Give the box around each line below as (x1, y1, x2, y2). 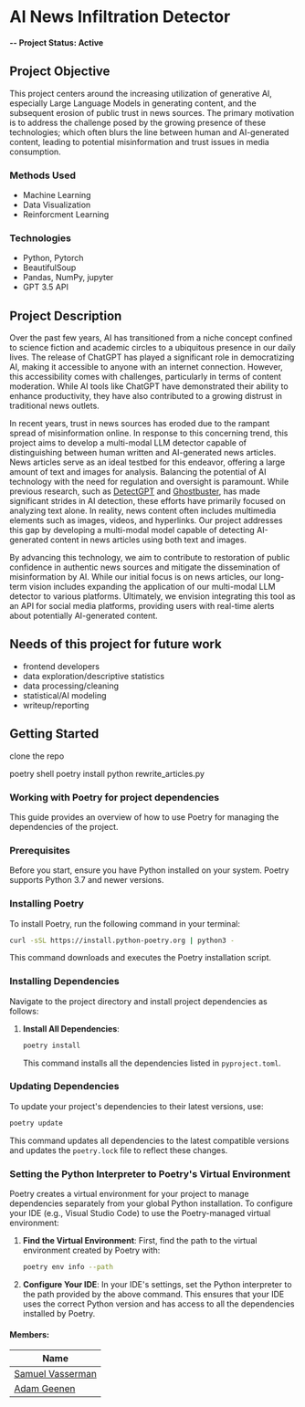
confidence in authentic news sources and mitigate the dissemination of (9, 562, 280, 572)
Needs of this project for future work (9, 636, 222, 652)
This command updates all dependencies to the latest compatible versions (9, 1135, 289, 1146)
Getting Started (9, 726, 100, 741)
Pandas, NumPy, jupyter (22, 272, 114, 283)
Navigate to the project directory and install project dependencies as (9, 995, 268, 1006)
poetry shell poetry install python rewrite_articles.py (9, 768, 205, 779)
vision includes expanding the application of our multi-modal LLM (28, 582, 276, 592)
